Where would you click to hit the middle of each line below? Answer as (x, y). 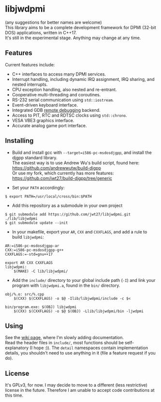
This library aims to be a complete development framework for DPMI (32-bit (80, 27)
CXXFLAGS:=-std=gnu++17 (29, 254)
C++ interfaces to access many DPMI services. (59, 74)
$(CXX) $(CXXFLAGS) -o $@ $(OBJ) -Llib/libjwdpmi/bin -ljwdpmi (79, 311)
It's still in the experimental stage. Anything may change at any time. (73, 38)
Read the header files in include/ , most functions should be (65, 343)
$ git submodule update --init (37, 223)
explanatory (17, 348)
